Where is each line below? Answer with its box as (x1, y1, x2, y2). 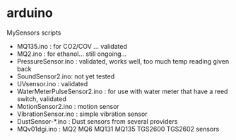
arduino (6, 5, 54, 21)
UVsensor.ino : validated (16, 79, 88, 88)
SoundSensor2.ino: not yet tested (16, 72, 114, 81)
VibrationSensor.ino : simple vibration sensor (16, 110, 148, 118)
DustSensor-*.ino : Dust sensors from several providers (16, 117, 178, 125)
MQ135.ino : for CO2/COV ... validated (16, 42, 128, 50)
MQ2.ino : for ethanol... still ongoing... (16, 49, 127, 58)
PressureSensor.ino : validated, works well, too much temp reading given (16, 57, 230, 65)
